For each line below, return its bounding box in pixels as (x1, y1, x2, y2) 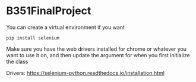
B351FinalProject (6, 4, 91, 18)
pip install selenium (6, 35, 60, 41)
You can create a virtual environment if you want (6, 24, 125, 31)
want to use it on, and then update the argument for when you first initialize (6, 51, 190, 58)
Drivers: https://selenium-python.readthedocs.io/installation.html (6, 69, 165, 76)
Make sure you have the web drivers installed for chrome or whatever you (6, 45, 187, 53)
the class (6, 58, 29, 65)
